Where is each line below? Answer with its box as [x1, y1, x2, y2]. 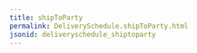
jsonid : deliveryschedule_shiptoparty [9, 30, 156, 39]
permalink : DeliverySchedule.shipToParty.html [9, 22, 189, 31]
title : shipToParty [9, 13, 84, 22]
